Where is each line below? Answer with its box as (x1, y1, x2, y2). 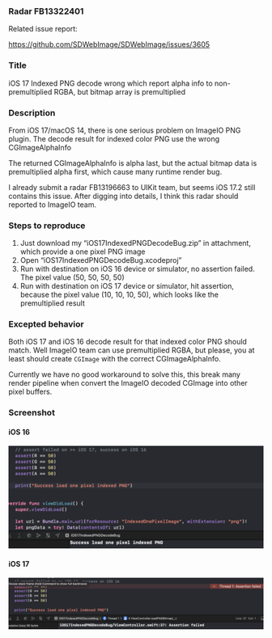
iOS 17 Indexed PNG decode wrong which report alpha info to (8, 78, 213, 88)
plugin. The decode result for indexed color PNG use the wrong (8, 133, 220, 143)
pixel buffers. (8, 387, 53, 397)
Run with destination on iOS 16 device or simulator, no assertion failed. (19, 264, 255, 274)
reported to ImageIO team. (8, 200, 97, 209)
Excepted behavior (8, 319, 84, 330)
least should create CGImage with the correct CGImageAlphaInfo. (8, 354, 221, 364)
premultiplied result (19, 298, 85, 308)
